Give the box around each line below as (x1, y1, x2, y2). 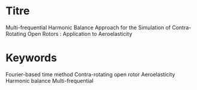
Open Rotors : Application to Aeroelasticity (27, 30, 132, 37)
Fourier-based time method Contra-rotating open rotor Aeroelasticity (5, 70, 175, 78)
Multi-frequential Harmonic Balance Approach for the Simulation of (5, 24, 171, 31)
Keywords (5, 51, 57, 65)
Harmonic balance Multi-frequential (5, 77, 94, 84)
